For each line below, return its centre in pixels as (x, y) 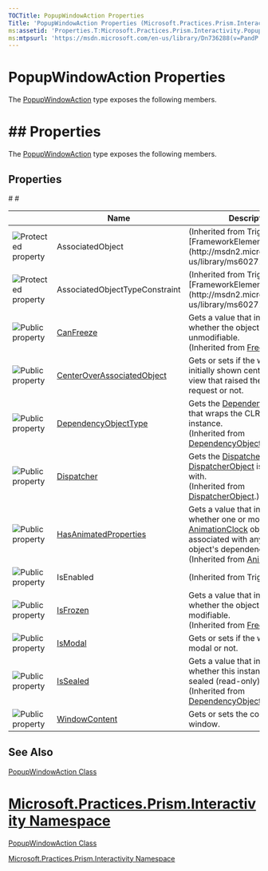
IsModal (72, 642)
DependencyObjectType (102, 423)
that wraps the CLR (225, 413)
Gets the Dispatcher (226, 456)
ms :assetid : (28, 30)
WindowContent (87, 718)
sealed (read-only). (225, 681)
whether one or (217, 519)
